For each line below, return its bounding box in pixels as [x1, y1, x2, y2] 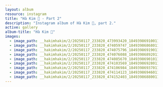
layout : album [5, 7, 34, 12]
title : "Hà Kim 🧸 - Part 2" [5, 16, 62, 21]
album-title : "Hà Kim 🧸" [5, 29, 55, 34]
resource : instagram [5, 12, 47, 16]
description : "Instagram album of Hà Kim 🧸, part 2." [5, 20, 116, 26]
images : [5, 34, 21, 39]
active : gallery [5, 25, 38, 30]
